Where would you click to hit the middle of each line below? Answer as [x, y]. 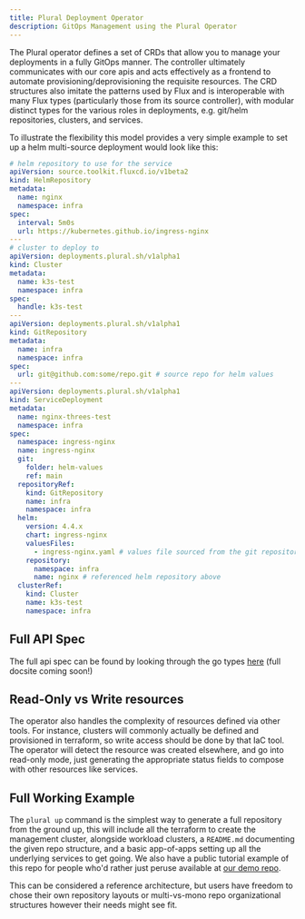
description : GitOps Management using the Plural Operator [123, 26]
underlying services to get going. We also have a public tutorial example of [149, 858]
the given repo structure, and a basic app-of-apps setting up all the [135, 849]
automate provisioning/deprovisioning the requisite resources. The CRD [143, 81]
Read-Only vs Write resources [97, 699]
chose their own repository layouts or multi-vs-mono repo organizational [145, 895]
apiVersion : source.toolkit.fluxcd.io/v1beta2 [99, 172]
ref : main [44, 476]
